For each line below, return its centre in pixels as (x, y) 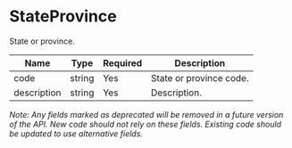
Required (122, 62)
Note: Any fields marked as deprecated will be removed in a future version (146, 114)
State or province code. (200, 78)
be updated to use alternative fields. (76, 133)
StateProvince (63, 16)
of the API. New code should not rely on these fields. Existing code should (146, 124)
